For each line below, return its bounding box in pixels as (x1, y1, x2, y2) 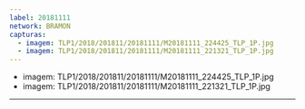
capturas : (9, 30, 47, 39)
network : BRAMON (9, 22, 71, 31)
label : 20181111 (9, 13, 71, 23)
